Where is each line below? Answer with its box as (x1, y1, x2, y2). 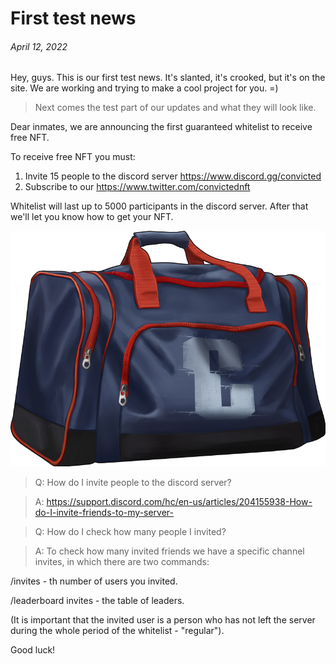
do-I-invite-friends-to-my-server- (34, 506, 175, 518)
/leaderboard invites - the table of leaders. (10, 594, 185, 606)
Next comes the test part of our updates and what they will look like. (34, 102, 317, 114)
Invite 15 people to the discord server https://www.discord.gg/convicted (24, 170, 322, 182)
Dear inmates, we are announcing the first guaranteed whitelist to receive (10, 121, 313, 133)
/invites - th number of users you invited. (10, 575, 178, 587)
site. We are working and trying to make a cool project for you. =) (10, 82, 279, 94)
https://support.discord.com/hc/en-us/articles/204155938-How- (46, 495, 313, 507)
